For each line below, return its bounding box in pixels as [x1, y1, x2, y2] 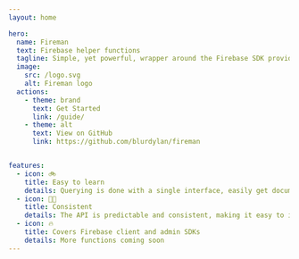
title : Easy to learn [24, 178, 104, 187]
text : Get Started [31, 104, 101, 113]
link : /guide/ [31, 113, 86, 121]
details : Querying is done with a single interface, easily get [24, 186, 269, 195]
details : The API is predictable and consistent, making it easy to [24, 211, 285, 220]
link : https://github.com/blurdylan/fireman [31, 138, 201, 146]
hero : [8, 29, 29, 38]
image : [16, 63, 41, 71]
